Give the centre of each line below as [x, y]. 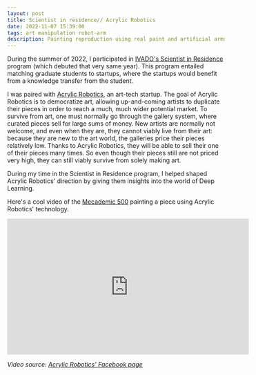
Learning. [21, 189]
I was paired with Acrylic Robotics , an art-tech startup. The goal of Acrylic [112, 95]
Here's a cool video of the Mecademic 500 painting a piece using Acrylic [111, 202]
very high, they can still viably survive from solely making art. [94, 160]
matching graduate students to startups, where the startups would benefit [112, 74]
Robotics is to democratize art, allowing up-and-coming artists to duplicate [114, 102]
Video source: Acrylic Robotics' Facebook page [75, 365]
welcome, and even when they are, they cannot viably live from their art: [110, 131]
